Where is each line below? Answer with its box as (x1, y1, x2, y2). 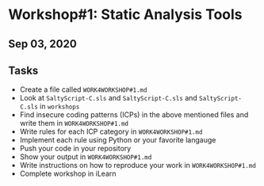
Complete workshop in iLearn (19, 169, 117, 179)
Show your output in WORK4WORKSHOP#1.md (19, 152, 152, 161)
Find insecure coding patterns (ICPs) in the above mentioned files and (19, 110, 249, 120)
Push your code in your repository (19, 144, 132, 154)
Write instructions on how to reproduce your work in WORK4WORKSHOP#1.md (19, 161, 256, 170)
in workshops (39, 101, 80, 112)
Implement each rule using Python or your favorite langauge (19, 135, 216, 145)
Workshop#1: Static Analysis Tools (8, 6, 243, 24)
